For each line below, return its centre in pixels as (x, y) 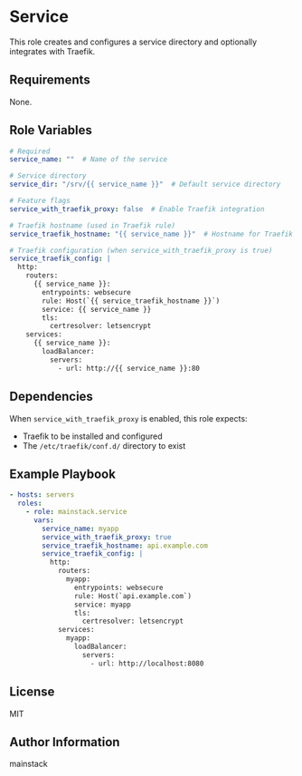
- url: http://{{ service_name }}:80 (129, 368)
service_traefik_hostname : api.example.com (125, 546)
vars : (43, 520)
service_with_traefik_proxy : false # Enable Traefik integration (137, 209)
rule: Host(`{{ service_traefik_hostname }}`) (131, 301)
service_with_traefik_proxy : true (107, 537)
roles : (30, 504)
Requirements (50, 80)
